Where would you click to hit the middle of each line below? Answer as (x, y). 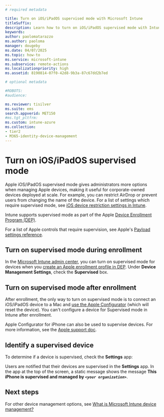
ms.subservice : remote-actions (37, 64)
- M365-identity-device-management (41, 136)
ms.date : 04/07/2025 (26, 50)
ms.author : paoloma (25, 41)
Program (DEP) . (21, 220)
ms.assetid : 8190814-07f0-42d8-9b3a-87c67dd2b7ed (57, 73)
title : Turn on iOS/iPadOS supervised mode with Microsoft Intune (74, 18)
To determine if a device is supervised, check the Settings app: (69, 357)
